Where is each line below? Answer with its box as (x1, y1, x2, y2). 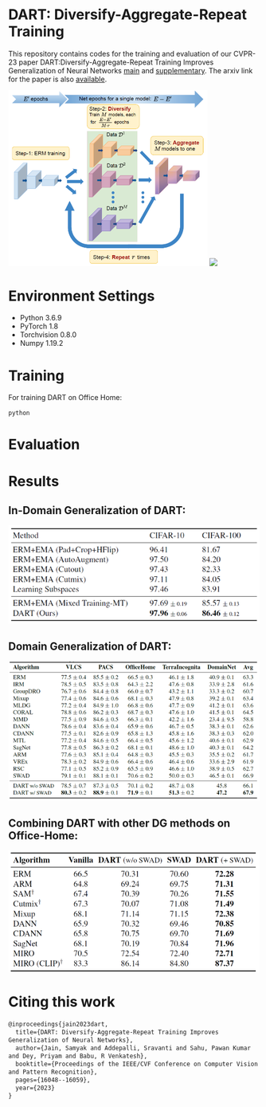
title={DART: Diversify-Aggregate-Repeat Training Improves (15, 1028, 219, 1036)
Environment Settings (8, 287, 155, 304)
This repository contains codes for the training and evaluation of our (8, 49, 233, 58)
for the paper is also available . (8, 74, 108, 84)
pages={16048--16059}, (15, 1076, 91, 1084)
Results (8, 472, 60, 490)
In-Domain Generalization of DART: (8, 504, 186, 517)
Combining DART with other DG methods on (8, 816, 231, 830)
